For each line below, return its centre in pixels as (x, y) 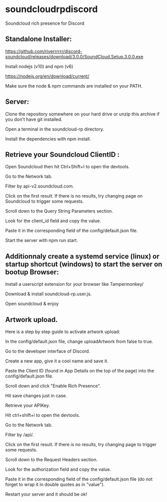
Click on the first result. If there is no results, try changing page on (74, 196)
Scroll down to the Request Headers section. (52, 459)
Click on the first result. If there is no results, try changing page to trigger (81, 444)
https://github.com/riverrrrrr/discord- (44, 51)
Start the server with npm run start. (41, 240)
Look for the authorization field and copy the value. (58, 469)
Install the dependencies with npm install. (48, 139)
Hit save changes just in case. (36, 396)
